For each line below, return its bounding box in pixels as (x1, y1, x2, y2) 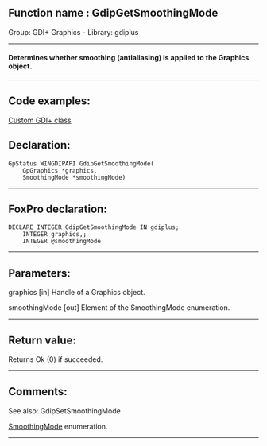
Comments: (8, 385, 68, 398)
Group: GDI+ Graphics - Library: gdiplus (8, 27, 139, 37)
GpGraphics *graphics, (22, 166, 98, 174)
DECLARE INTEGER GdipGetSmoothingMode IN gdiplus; (8, 223, 180, 231)
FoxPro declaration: (8, 203, 107, 216)
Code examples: (8, 95, 91, 108)
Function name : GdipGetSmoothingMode (8, 6, 219, 20)
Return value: (8, 333, 77, 347)
